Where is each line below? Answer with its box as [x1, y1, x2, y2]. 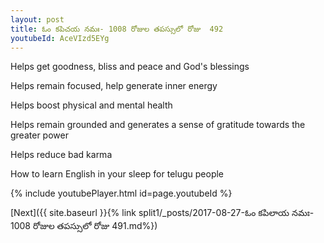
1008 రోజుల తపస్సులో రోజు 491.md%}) [10, 220, 158, 232]
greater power [10, 129, 69, 141]
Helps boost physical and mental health [10, 99, 173, 111]
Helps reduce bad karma [10, 149, 113, 161]
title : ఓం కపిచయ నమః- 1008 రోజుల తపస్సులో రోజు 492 [10, 24, 224, 34]
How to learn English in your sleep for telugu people [10, 168, 225, 180]
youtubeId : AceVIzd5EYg [10, 33, 110, 43]
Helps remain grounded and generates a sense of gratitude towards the [10, 119, 306, 131]
